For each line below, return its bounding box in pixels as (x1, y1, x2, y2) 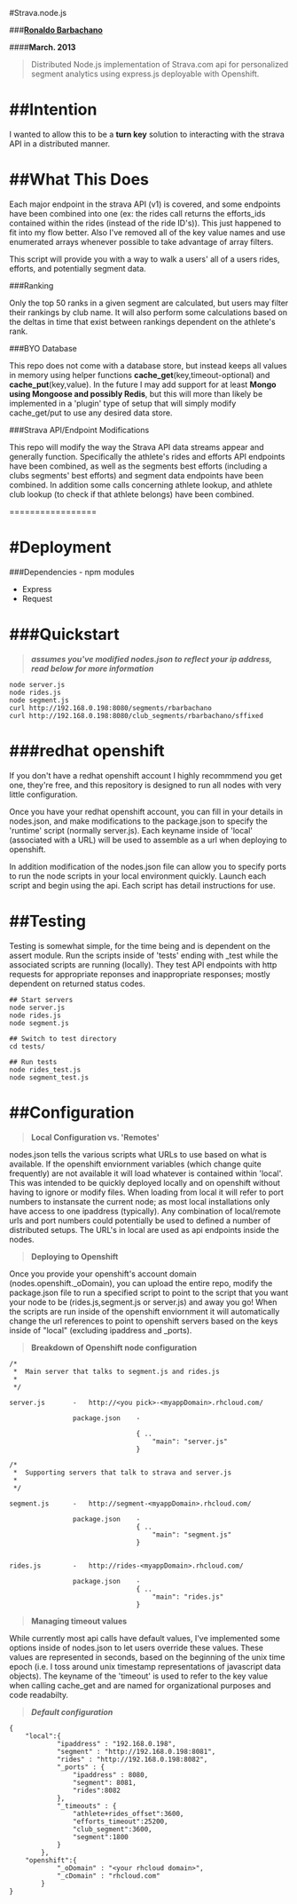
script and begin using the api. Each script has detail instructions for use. (9, 880, 277, 890)
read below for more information (30, 663, 154, 674)
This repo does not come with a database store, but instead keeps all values (9, 359, 287, 371)
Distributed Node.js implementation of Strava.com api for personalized (30, 59, 289, 69)
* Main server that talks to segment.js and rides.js (12, 1367, 220, 1376)
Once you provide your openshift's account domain (9, 1268, 197, 1279)
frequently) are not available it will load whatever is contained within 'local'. (9, 1167, 284, 1179)
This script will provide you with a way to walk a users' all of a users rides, (9, 253, 280, 265)
